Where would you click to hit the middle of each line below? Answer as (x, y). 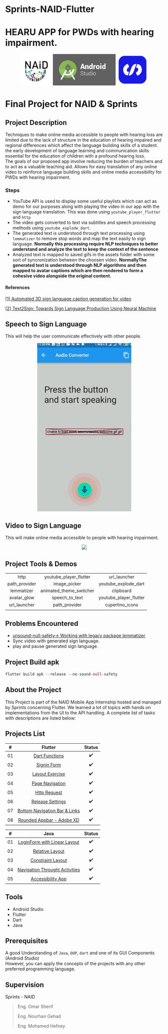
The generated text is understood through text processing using (78, 233)
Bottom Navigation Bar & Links (49, 811)
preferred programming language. (40, 969)
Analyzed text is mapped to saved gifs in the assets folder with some (83, 255)
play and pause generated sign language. (55, 646)
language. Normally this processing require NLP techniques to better (85, 244)
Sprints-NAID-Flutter (50, 9)
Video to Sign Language (43, 526)
